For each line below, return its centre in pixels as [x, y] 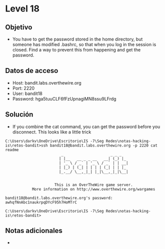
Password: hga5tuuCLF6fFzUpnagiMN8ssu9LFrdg [64, 98]
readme [12, 150]
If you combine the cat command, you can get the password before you [86, 126]
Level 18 [22, 9]
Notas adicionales [34, 231]
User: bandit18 [27, 93]
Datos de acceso [32, 71]
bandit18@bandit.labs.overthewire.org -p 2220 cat [103, 145]
